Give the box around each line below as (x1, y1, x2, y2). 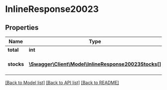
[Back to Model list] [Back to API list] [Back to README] (5, 80, 119, 86)
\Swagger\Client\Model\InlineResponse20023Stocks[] (29, 61, 162, 68)
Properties (5, 23, 39, 32)
